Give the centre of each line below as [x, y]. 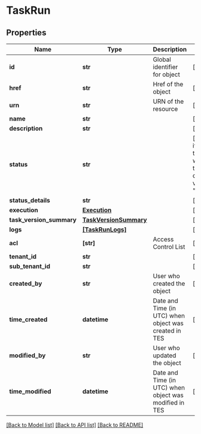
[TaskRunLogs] [104, 230]
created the [169, 284]
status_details [30, 200]
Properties [26, 33]
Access [163, 239]
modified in [168, 403]
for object [167, 74]
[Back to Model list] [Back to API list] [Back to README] [75, 425]
